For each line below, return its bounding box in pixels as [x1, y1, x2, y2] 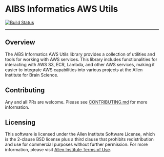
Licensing [5, 118, 36, 126]
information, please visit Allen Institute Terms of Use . [5, 147, 111, 153]
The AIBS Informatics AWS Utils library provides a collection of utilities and [5, 51, 155, 57]
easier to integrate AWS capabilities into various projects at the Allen [5, 67, 143, 73]
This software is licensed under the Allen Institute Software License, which [5, 131, 155, 137]
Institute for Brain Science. [5, 72, 59, 78]
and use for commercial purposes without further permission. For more [5, 141, 148, 147]
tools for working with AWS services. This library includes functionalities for [5, 56, 158, 62]
